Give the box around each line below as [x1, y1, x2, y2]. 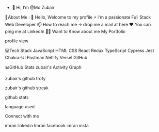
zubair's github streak [5, 85, 49, 91]
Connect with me [5, 113, 39, 119]
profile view [5, 38, 29, 44]
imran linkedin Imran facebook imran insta [5, 123, 89, 128]
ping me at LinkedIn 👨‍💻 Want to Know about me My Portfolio [5, 29, 126, 34]
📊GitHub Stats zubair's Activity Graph [5, 65, 81, 70]
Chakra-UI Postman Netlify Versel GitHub [5, 55, 88, 60]
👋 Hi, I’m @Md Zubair [12, 5, 55, 10]
